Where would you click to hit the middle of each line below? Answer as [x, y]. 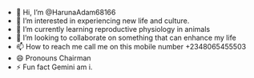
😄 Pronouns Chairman [53, 58]
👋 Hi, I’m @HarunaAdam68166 [66, 12]
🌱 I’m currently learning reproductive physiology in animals [113, 29]
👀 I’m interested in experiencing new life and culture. [103, 21]
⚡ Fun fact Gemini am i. [54, 67]
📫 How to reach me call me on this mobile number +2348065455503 [131, 47]
